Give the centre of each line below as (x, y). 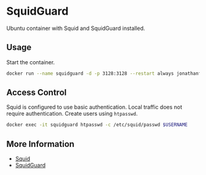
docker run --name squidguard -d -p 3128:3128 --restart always (90, 73)
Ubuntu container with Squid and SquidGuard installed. (76, 28)
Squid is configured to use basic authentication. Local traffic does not (94, 107)
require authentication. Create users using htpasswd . (72, 114)
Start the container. (31, 62)
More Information (40, 144)
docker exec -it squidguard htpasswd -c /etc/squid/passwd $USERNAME (97, 125)
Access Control (36, 93)
